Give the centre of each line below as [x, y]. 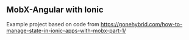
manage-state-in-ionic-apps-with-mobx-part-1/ [66, 30]
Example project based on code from [53, 24]
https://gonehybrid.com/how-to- [141, 24]
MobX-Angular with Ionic [55, 10]
